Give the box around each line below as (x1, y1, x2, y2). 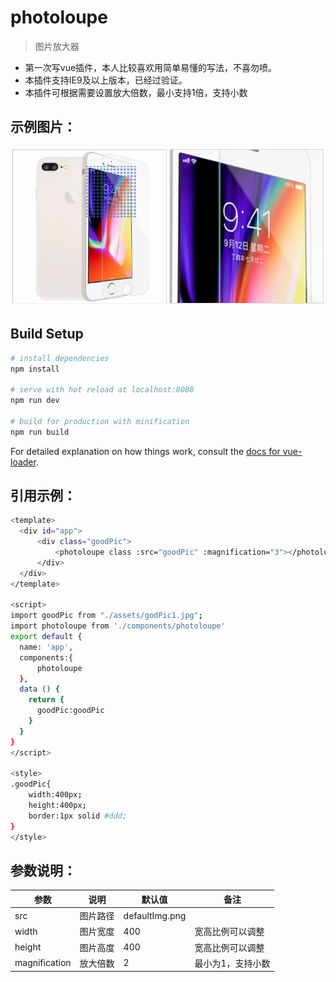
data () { (19, 684, 60, 695)
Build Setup (10, 326, 84, 343)
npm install (10, 364, 60, 374)
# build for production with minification (10, 416, 190, 426)
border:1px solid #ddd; (28, 811, 128, 821)
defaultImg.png (123, 909, 187, 921)
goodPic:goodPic (36, 706, 105, 716)
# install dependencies (10, 353, 110, 363)
